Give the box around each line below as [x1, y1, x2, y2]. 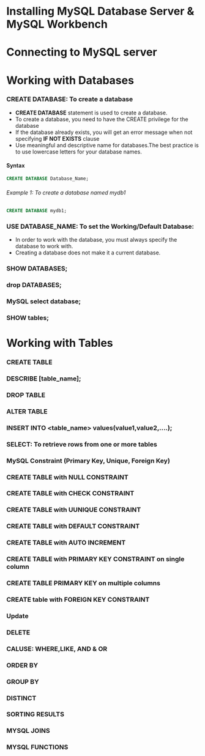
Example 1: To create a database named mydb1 [6, 188, 126, 196]
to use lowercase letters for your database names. [15, 148, 142, 155]
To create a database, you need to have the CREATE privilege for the [15, 115, 188, 123]
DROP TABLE [6, 390, 46, 399]
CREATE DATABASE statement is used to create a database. [15, 109, 168, 116]
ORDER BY [6, 661, 39, 669]
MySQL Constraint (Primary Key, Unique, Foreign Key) [6, 456, 170, 465]
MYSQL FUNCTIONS [6, 743, 69, 752]
